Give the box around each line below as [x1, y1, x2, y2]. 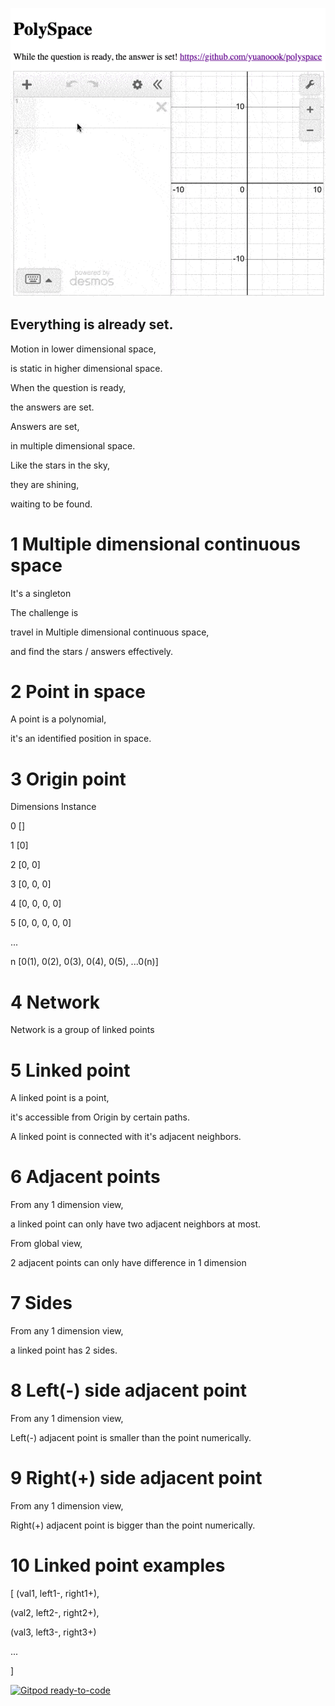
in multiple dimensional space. [10, 439, 136, 452]
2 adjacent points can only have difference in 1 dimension [10, 1257, 247, 1269]
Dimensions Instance [10, 801, 97, 813]
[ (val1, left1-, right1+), [10, 1587, 100, 1599]
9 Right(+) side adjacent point [10, 1467, 263, 1490]
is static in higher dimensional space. [10, 362, 163, 374]
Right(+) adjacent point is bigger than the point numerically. [10, 1519, 256, 1532]
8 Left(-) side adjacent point [10, 1379, 248, 1402]
